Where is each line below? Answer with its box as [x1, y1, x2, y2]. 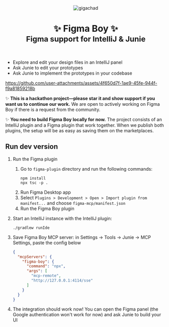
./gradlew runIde [12, 225, 50, 230]
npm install [20, 176, 46, 181]
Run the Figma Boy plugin [20, 205, 75, 212]
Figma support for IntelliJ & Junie [26, 34, 146, 44]
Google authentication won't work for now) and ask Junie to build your [12, 312, 161, 318]
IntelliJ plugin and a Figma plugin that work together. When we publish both [5, 122, 164, 128]
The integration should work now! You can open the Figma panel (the [12, 306, 158, 312]
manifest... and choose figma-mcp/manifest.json [20, 200, 126, 206]
